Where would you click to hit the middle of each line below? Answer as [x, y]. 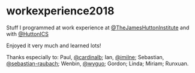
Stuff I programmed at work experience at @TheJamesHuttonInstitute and [98, 28]
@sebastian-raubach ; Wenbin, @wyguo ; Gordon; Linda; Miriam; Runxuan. [97, 63]
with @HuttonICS [28, 34]
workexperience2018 [60, 11]
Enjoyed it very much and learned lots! [54, 45]
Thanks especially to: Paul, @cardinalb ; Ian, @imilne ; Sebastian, [85, 57]
